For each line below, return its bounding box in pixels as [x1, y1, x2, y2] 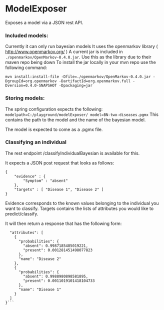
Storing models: [5, 94, 45, 101]
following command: [5, 64, 47, 70]
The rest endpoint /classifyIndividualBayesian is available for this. [5, 150, 140, 156]
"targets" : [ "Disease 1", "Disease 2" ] [14, 187, 104, 192]
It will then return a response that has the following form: [5, 220, 122, 226]
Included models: [5, 32, 48, 39]
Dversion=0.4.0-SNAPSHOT [5, 83, 57, 88]
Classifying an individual [5, 138, 66, 145]
